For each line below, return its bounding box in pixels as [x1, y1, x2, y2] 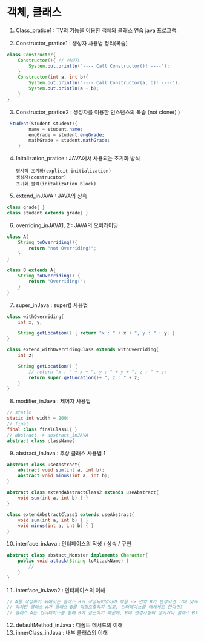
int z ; [18, 352, 35, 359]
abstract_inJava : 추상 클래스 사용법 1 [15, 449, 106, 457]
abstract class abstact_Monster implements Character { [7, 552, 148, 558]
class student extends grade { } [7, 210, 88, 216]
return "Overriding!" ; [28, 279, 86, 285]
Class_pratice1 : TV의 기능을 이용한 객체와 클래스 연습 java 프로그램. [15, 27, 178, 34]
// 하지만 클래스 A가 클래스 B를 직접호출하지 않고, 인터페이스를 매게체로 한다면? [7, 604, 183, 611]
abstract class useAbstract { [7, 462, 81, 468]
